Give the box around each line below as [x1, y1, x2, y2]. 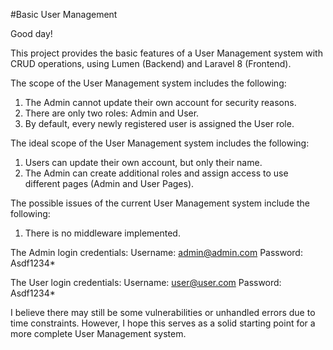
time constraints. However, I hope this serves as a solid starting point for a [10, 317, 316, 329]
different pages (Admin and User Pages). [24, 178, 195, 189]
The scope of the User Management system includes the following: [10, 77, 287, 89]
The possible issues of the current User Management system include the [10, 197, 311, 209]
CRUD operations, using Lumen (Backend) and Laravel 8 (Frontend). [10, 58, 292, 69]
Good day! [10, 28, 53, 39]
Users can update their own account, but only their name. [24, 157, 263, 168]
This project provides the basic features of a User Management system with [10, 47, 323, 59]
